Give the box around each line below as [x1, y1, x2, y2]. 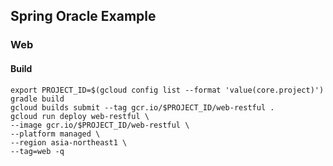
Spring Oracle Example [10, 8, 157, 25]
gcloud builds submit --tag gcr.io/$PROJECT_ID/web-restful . [10, 102, 275, 113]
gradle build [10, 94, 65, 104]
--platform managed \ [10, 129, 101, 139]
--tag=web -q [10, 146, 65, 156]
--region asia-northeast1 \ [10, 137, 128, 148]
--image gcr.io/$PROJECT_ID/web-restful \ [10, 120, 190, 130]
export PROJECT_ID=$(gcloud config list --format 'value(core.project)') [10, 85, 325, 95]
